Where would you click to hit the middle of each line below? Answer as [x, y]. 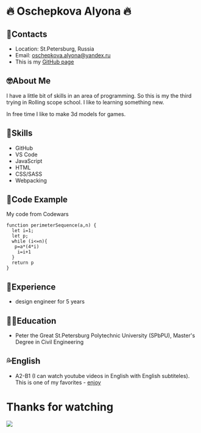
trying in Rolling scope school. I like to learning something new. [85, 102]
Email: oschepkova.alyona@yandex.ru [63, 55]
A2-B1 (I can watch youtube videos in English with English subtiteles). [102, 376]
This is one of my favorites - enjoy [58, 382]
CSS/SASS [29, 174]
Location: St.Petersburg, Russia [55, 49]
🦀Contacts [27, 34]
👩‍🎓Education [31, 321]
